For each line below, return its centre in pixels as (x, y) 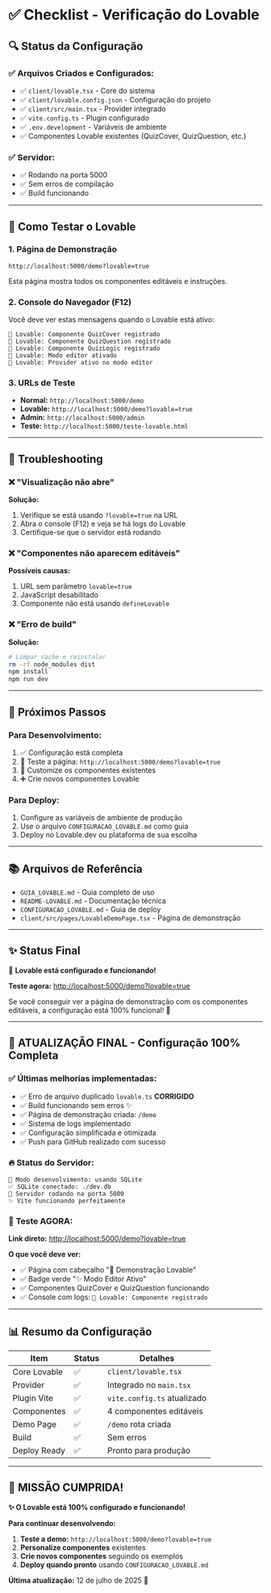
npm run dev (28, 679)
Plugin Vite (33, 1398)
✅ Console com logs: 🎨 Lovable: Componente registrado (114, 1297)
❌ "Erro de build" (42, 624)
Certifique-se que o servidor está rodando (90, 532)
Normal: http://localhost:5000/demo (82, 400)
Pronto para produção (149, 1450)
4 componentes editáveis (155, 1411)
